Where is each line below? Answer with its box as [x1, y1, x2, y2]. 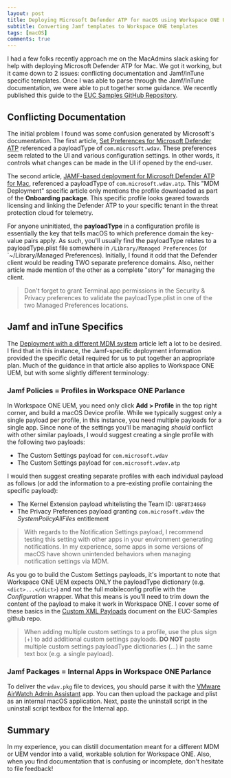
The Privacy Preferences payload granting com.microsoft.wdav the [16, 507, 205, 516]
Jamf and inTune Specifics [7, 321, 124, 333]
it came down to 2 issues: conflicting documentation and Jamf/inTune [7, 70, 205, 78]
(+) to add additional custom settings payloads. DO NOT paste [23, 635, 201, 644]
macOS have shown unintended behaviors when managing [23, 550, 191, 558]
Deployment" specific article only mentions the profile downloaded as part [7, 187, 218, 195]
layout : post [7, 10, 45, 17]
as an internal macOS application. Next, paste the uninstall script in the [7, 697, 208, 706]
